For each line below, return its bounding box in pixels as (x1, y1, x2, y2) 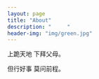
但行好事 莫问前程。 (7, 64, 65, 73)
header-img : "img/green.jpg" (7, 29, 93, 37)
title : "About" (7, 17, 52, 24)
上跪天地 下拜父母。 (7, 50, 65, 58)
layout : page (7, 10, 46, 17)
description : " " (7, 23, 71, 30)
